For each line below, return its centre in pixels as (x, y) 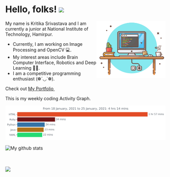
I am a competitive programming (47, 73)
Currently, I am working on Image (48, 44)
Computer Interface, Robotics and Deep (54, 63)
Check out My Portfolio (30, 88)
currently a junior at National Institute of (47, 28)
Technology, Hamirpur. (29, 34)
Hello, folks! (31, 9)
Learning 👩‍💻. (26, 68)
